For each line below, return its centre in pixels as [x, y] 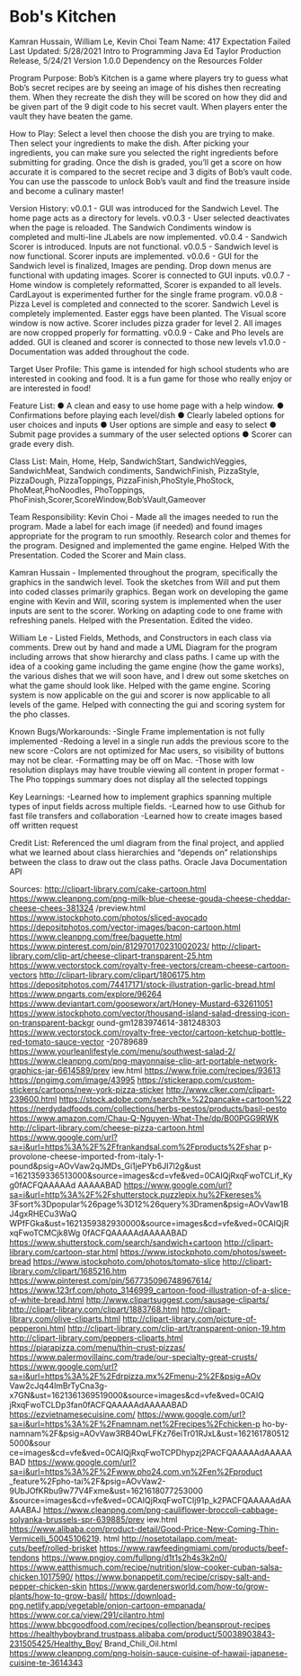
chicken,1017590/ [41, 1576]
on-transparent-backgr [52, 1022]
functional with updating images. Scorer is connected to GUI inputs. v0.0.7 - [150, 275]
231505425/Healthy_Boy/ [56, 1644]
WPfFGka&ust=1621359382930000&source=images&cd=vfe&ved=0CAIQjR [149, 1223]
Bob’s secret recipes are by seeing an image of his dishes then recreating [145, 87]
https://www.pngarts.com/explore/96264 [85, 994]
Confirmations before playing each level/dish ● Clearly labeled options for [147, 415]
